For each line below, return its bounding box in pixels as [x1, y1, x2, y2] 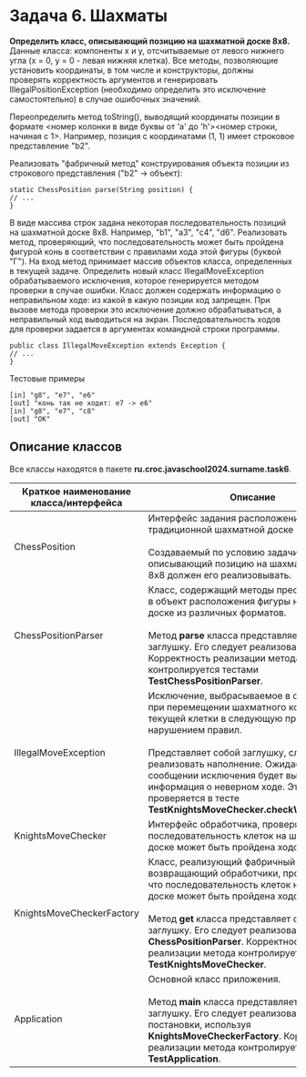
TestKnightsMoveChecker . [148, 958, 267, 970]
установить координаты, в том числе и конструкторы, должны [9, 65, 254, 76]
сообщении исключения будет [148, 768, 284, 781]
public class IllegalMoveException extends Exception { [9, 340, 226, 351]
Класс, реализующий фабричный [148, 855, 296, 868]
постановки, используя [148, 1018, 251, 1031]
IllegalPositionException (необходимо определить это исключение [9, 84, 267, 95]
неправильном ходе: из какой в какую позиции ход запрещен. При [9, 294, 270, 305]
